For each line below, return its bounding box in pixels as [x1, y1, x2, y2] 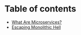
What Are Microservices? [11, 19, 62, 25]
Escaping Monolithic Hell [11, 24, 61, 30]
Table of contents [4, 3, 77, 14]
